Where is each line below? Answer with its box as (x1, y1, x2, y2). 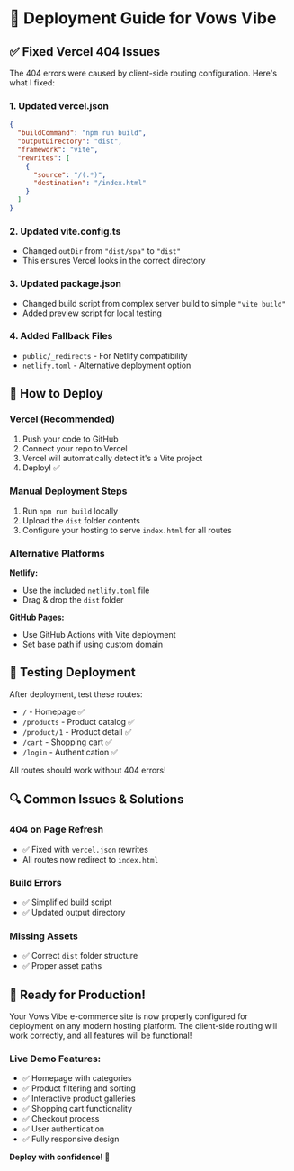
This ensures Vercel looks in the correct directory (22, 255, 206, 266)
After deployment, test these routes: (9, 688, 143, 700)
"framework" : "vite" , (17, 145, 99, 154)
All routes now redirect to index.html (22, 854, 159, 864)
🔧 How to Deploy (9, 386, 103, 401)
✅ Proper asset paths (22, 961, 102, 971)
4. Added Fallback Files (9, 330, 113, 343)
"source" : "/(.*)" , (32, 170, 106, 179)
